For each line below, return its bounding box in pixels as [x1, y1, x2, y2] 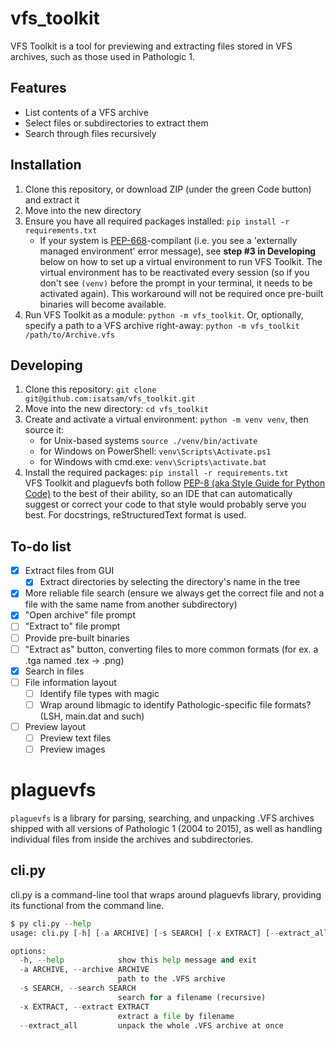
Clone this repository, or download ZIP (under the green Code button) [24, 183, 312, 195]
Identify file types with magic [39, 687, 160, 699]
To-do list [10, 538, 72, 555]
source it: [24, 424, 64, 436]
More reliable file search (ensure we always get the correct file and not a [24, 587, 325, 599]
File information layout [24, 676, 117, 688]
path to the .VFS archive [117, 974, 226, 984]
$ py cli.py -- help [10, 918, 92, 929]
